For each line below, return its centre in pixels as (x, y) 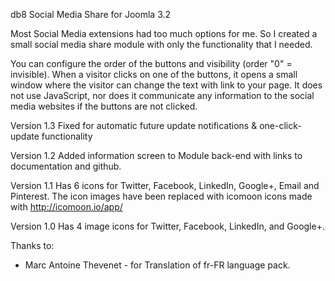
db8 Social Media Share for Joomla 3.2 (91, 14)
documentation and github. (66, 166)
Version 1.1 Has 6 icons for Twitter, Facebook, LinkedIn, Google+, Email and (165, 185)
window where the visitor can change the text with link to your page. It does (166, 85)
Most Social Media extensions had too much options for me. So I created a (164, 33)
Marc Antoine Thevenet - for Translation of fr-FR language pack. (157, 265)
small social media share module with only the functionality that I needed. (161, 44)
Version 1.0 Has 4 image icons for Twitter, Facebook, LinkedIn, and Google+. (167, 226)
